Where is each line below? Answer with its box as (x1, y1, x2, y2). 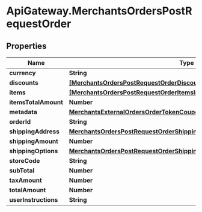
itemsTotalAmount (9, 98, 63, 106)
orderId (9, 118, 31, 126)
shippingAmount (9, 137, 58, 145)
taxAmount (9, 176, 42, 184)
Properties (6, 41, 47, 51)
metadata (9, 108, 37, 116)
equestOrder (6, 17, 72, 31)
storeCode (9, 157, 40, 165)
